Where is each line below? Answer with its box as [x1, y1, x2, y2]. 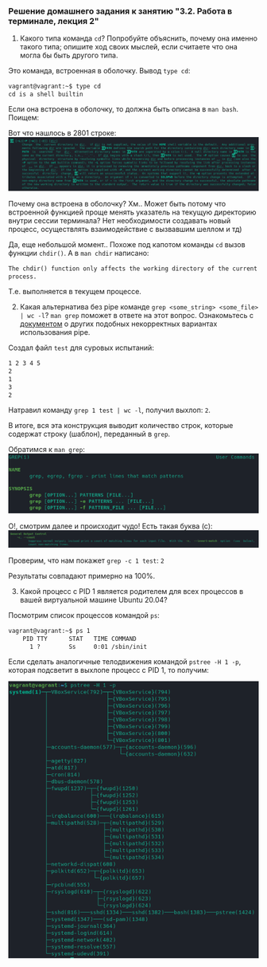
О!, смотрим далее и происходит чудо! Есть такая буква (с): [8, 521, 213, 531]
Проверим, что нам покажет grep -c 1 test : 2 [8, 556, 164, 565]
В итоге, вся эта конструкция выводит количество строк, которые [8, 420, 234, 430]
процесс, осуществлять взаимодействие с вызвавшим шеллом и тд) [8, 224, 242, 234]
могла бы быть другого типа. [19, 50, 118, 61]
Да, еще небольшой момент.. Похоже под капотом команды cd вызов [8, 239, 246, 249]
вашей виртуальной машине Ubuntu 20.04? [19, 595, 168, 604]
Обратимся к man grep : [8, 444, 85, 454]
